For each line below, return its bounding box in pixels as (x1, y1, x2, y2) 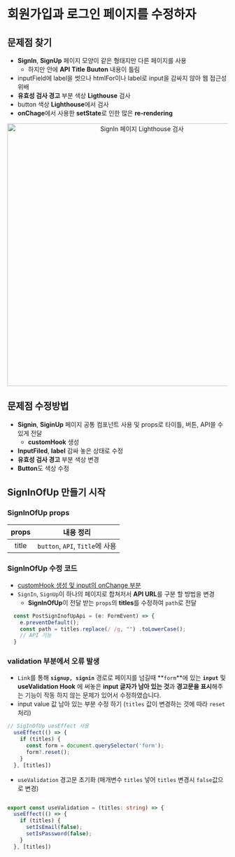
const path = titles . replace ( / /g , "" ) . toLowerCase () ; (20, 625, 187, 633)
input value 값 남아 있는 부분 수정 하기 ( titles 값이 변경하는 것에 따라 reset (17, 700, 225, 708)
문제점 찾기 (7, 36, 52, 48)
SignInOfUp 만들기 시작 (7, 486, 106, 498)
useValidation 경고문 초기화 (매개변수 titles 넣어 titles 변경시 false (17, 775, 213, 783)
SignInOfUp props (7, 508, 70, 518)
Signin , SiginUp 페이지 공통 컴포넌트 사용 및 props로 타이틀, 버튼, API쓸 (17, 420, 216, 428)
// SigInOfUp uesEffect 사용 (7, 722, 90, 729)
